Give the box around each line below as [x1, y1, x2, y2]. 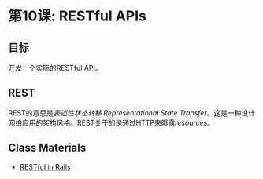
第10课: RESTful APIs [8, 7, 147, 25]
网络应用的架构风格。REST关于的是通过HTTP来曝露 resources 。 [8, 118, 215, 127]
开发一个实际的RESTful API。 [8, 64, 102, 72]
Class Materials [8, 141, 87, 155]
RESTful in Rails [19, 162, 71, 171]
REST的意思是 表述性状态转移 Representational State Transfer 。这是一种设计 [8, 108, 256, 118]
